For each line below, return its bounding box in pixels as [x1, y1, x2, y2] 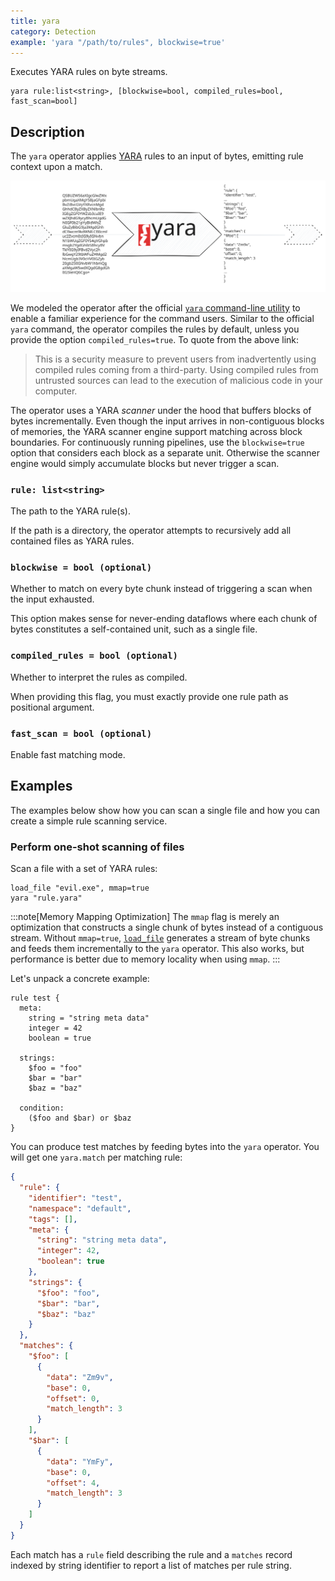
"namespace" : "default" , [28, 1203, 132, 1214]
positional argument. [10, 701, 95, 713]
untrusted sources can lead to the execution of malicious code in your [34, 374, 323, 386]
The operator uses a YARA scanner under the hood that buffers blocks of [10, 404, 312, 416]
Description [10, 123, 85, 140]
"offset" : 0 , [46, 1393, 101, 1404]
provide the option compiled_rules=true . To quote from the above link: [10, 333, 300, 345]
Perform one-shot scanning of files [10, 840, 185, 854]
